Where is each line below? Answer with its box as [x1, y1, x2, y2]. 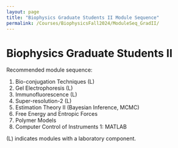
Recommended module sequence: [6, 66, 93, 73]
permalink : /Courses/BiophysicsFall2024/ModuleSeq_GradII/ [6, 20, 160, 26]
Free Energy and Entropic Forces [15, 110, 98, 118]
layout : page [6, 8, 40, 15]
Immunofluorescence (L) [15, 91, 77, 98]
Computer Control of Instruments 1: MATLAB [15, 123, 127, 130]
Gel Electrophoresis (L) [15, 84, 73, 92]
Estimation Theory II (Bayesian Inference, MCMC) [15, 104, 140, 111]
